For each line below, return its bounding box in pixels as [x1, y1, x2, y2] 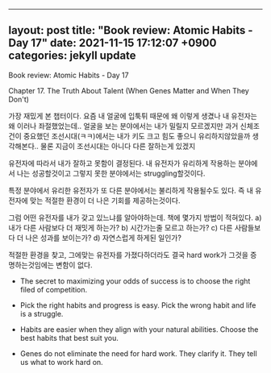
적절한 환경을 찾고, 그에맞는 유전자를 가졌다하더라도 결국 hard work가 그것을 [8, 250, 248, 259]
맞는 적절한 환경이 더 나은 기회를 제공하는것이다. [29, 195, 181, 205]
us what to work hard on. [19, 357, 103, 367]
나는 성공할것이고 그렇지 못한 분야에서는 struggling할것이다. [16, 168, 206, 178]
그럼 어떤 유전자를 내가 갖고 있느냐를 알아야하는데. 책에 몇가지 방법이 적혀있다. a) [8, 213, 262, 222]
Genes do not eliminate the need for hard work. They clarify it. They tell [19, 348, 257, 358]
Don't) [8, 94, 30, 104]
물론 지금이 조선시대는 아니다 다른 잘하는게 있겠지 [40, 141, 196, 151]
